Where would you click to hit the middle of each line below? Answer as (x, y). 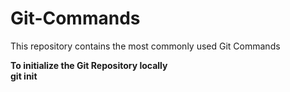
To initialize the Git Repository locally (89, 65)
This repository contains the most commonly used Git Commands (145, 46)
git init (24, 76)
